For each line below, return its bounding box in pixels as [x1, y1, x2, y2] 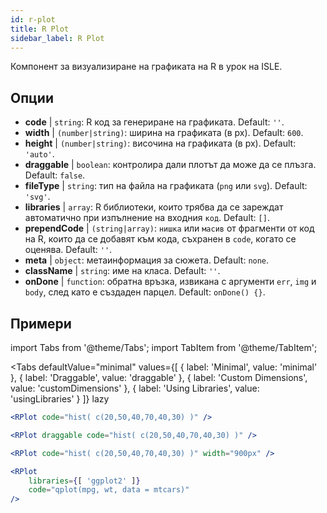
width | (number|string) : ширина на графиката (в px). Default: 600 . [24, 127, 304, 139]
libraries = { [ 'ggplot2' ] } [28, 476, 141, 486]
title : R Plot [10, 24, 70, 34]
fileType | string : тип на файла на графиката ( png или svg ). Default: [24, 180, 308, 192]
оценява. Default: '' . [24, 244, 113, 256]
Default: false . [24, 169, 86, 181]
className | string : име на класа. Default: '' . [24, 265, 221, 277]
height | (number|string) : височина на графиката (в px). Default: [24, 137, 297, 150]
